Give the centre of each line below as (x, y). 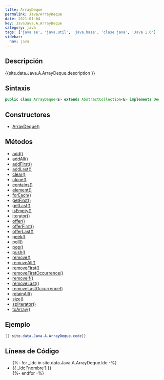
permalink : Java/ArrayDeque (34, 14)
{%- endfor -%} (28, 373)
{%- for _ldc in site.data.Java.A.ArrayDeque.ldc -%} (64, 363)
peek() (19, 236)
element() (22, 190)
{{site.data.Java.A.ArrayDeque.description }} (50, 73)
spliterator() (24, 304)
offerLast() (23, 231)
